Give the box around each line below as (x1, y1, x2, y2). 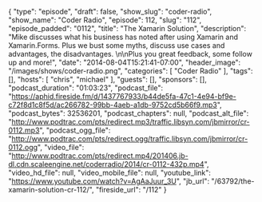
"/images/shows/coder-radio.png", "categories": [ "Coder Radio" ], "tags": (8, 66, 253, 75)
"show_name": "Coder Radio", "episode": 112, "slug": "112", (8, 15, 202, 25)
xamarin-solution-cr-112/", (8, 185, 94, 194)
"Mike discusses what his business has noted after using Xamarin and (8, 32, 238, 42)
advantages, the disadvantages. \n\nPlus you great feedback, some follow (8, 50, 253, 58)
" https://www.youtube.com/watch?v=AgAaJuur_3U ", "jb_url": (8, 176, 210, 186)
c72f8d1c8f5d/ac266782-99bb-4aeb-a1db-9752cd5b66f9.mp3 (8, 100, 217, 109)
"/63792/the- (211, 176, 255, 186)
